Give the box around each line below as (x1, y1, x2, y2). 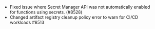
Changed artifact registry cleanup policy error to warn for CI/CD (9, 14, 138, 20)
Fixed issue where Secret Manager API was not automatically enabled (9, 4, 150, 10)
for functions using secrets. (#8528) (9, 9, 83, 15)
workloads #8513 (9, 19, 45, 25)
